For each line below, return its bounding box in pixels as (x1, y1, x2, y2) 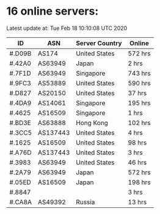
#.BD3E (9, 118, 32, 127)
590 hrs (128, 79, 151, 87)
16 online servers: (6, 4, 99, 18)
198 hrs (128, 178, 151, 187)
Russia (76, 198, 95, 206)
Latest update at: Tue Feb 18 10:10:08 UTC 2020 (6, 24, 128, 32)
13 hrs (128, 198, 147, 206)
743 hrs (128, 69, 151, 77)
